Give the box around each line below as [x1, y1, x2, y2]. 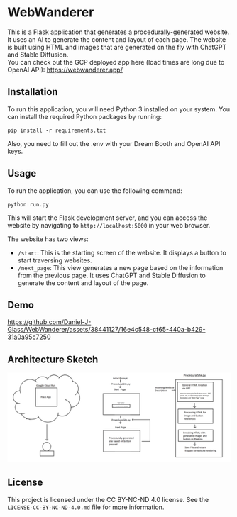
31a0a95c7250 [7, 333, 51, 341]
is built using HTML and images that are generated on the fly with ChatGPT [7, 43, 227, 51]
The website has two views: [7, 235, 89, 243]
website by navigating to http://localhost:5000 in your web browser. [7, 221, 211, 229]
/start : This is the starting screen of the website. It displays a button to [17, 248, 227, 257]
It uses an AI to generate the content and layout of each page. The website [7, 35, 226, 43]
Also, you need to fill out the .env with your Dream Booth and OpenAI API [7, 139, 221, 148]
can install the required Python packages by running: [7, 112, 162, 121]
